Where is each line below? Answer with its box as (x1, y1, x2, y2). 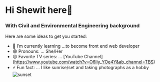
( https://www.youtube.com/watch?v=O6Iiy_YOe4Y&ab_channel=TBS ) (12, 59, 155, 65)
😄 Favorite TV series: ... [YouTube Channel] (12, 54, 103, 60)
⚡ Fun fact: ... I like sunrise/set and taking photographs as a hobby (12, 65, 149, 71)
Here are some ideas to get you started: (5, 33, 87, 39)
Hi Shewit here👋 (5, 4, 73, 16)
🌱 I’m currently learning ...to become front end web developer (12, 43, 140, 49)
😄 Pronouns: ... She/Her (12, 48, 63, 54)
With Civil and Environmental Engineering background (5, 22, 140, 29)
